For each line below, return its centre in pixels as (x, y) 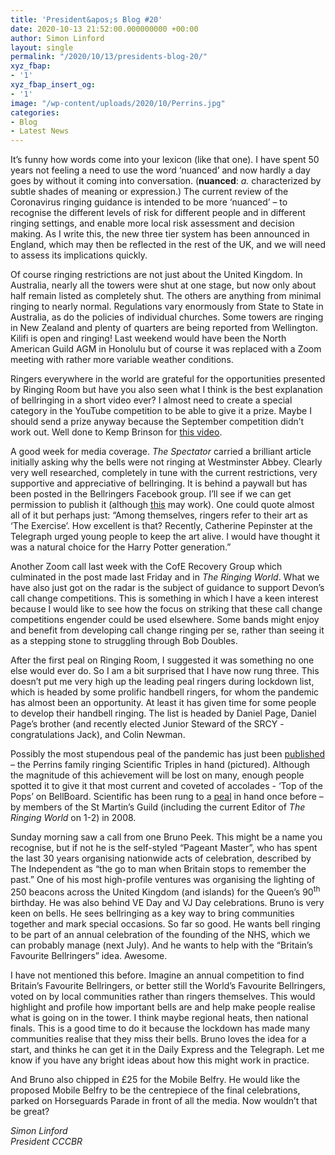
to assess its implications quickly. (79, 255)
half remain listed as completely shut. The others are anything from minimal (166, 296)
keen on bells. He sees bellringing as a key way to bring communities (152, 913)
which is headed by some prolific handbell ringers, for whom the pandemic (165, 692)
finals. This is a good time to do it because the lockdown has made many (160, 1028)
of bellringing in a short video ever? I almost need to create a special (151, 400)
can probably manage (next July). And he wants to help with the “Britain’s (161, 945)
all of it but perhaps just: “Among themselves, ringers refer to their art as (159, 515)
